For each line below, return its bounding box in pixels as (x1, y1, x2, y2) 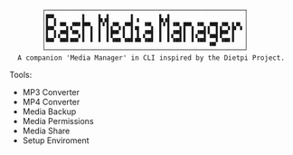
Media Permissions (22, 116, 94, 126)
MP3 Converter (22, 87, 80, 97)
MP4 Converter (22, 97, 80, 107)
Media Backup (22, 106, 77, 117)
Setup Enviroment (22, 135, 90, 146)
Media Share (22, 125, 71, 136)
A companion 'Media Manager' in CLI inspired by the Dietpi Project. (17, 53, 285, 63)
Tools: (9, 70, 33, 80)
